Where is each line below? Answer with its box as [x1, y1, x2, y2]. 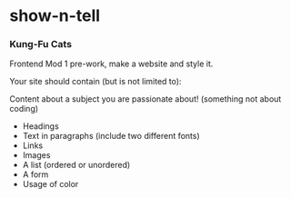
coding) [9, 104, 39, 114]
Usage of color [22, 179, 79, 190]
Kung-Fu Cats [9, 38, 73, 51]
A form [22, 169, 49, 180]
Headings [22, 121, 59, 132]
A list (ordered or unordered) [22, 160, 131, 171]
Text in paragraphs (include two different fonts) [22, 131, 200, 142]
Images [22, 150, 51, 161]
